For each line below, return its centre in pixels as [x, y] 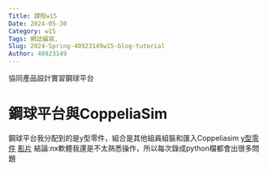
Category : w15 [32, 31]
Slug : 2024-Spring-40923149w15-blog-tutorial [86, 46]
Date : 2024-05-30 [38, 24]
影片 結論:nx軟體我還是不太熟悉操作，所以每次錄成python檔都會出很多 [135, 148]
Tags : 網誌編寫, [33, 39]
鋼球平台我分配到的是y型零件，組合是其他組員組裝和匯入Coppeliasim [124, 138]
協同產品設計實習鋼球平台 [51, 78]
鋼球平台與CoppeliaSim [88, 114]
